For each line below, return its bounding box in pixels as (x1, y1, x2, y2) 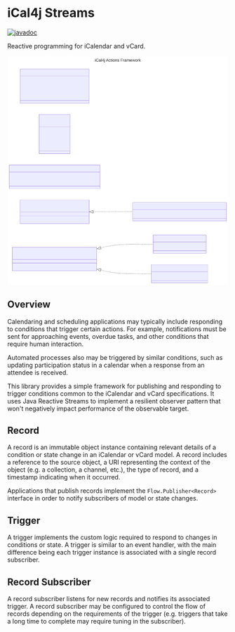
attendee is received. (7, 368, 68, 377)
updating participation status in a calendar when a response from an (7, 361, 205, 369)
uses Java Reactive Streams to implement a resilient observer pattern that (7, 396, 221, 405)
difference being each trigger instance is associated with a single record (7, 548, 217, 557)
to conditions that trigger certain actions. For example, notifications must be (7, 325, 227, 333)
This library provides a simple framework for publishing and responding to (7, 382, 222, 390)
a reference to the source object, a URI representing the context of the (7, 458, 210, 467)
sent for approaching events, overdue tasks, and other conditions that (7, 332, 209, 340)
